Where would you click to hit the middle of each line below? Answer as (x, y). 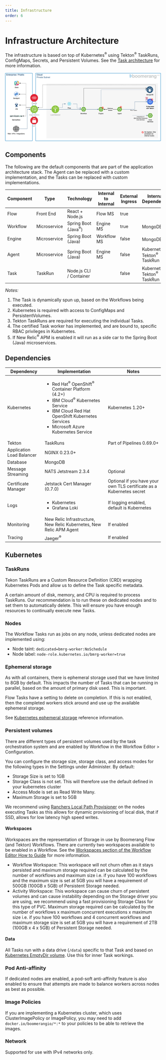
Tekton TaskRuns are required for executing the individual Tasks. (78, 321)
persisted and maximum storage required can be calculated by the (80, 870)
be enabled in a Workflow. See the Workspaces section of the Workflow (78, 850)
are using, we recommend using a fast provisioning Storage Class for (83, 902)
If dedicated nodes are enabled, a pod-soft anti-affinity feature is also (76, 979)
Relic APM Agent (62, 530)
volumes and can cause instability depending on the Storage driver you (85, 896)
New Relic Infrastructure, (70, 519)
